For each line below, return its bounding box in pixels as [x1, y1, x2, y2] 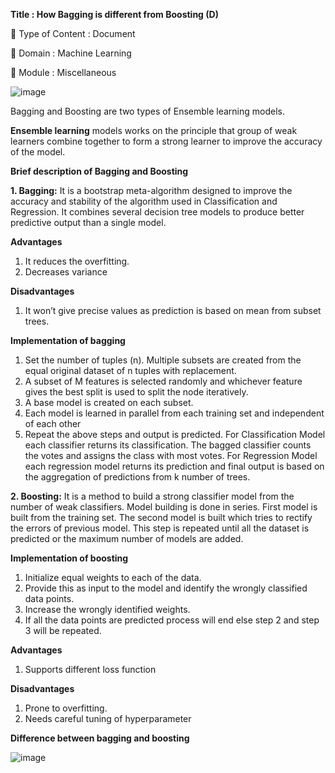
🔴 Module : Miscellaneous [10, 67, 117, 78]
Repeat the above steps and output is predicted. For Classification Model [24, 429, 326, 440]
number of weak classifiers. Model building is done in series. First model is [10, 501, 318, 513]
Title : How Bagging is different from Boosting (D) [10, 9, 219, 20]
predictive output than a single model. [10, 217, 167, 228]
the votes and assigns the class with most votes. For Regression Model [24, 450, 318, 461]
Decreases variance [24, 266, 108, 278]
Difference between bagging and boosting [10, 732, 190, 744]
